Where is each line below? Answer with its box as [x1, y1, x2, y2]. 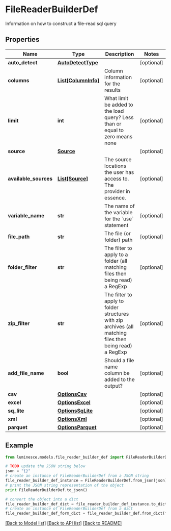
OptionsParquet [58, 423, 97, 431]
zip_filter [8, 320, 30, 327]
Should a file [104, 357, 134, 364]
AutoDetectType [58, 59, 98, 66]
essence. [104, 194, 126, 201]
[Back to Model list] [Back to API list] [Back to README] [5, 520, 122, 526]
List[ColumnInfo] [58, 77, 100, 84]
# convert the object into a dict [5, 496, 79, 502]
